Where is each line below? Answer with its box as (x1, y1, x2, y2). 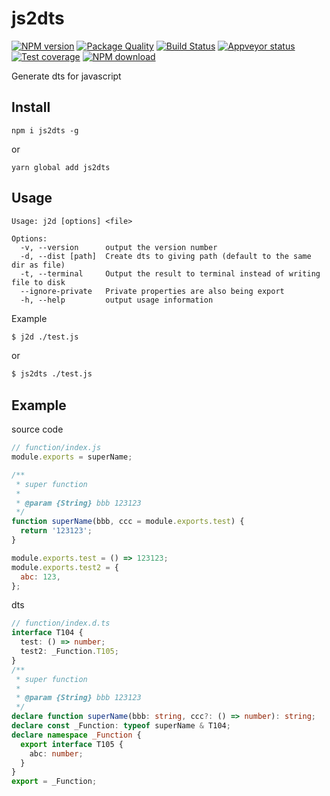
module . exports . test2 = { (11, 562, 119, 572)
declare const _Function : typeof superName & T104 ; (11, 721, 231, 731)
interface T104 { (11, 628, 84, 638)
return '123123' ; (20, 526, 93, 536)
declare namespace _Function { (11, 730, 142, 740)
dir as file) (11, 260, 66, 270)
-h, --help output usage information (20, 295, 214, 305)
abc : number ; (29, 748, 84, 759)
